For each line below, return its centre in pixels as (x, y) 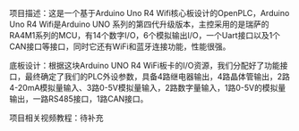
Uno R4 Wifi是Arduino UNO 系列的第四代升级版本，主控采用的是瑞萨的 (139, 24)
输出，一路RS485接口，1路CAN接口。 (79, 99)
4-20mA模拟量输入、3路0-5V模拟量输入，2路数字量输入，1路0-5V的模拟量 (148, 88)
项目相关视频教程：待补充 (56, 118)
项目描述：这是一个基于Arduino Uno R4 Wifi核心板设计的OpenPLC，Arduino (149, 13)
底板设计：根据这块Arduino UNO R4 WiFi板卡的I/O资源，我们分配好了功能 (145, 65)
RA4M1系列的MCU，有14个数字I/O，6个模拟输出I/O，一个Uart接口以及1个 (145, 35)
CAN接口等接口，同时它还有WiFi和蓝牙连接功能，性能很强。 (120, 46)
